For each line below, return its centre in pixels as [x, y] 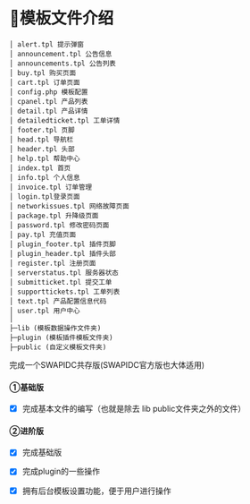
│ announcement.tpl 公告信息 [61, 54]
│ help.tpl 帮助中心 [45, 158]
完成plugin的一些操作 [61, 472]
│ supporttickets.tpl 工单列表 [65, 292]
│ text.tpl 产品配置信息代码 [58, 301]
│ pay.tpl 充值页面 [43, 235]
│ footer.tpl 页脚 [42, 130]
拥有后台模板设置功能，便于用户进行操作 [96, 491]
